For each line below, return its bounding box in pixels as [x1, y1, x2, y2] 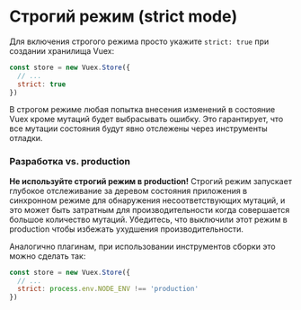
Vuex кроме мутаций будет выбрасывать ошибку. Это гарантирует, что [9, 114, 284, 125]
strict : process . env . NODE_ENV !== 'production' [17, 285, 199, 294]
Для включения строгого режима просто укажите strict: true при [9, 36, 270, 47]
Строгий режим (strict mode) [9, 6, 238, 27]
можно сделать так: [9, 250, 86, 261]
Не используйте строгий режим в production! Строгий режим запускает [9, 175, 292, 186]
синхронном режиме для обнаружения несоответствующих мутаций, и [9, 195, 286, 206]
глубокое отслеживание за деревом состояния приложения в [9, 185, 248, 196]
